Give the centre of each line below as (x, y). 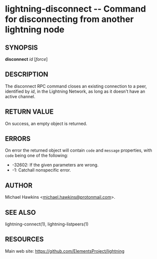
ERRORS (18, 139)
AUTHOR (19, 185)
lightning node (35, 30)
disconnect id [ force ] (26, 59)
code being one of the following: (37, 155)
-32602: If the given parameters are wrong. (55, 165)
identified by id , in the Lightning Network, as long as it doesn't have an (75, 91)
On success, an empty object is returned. (46, 123)
